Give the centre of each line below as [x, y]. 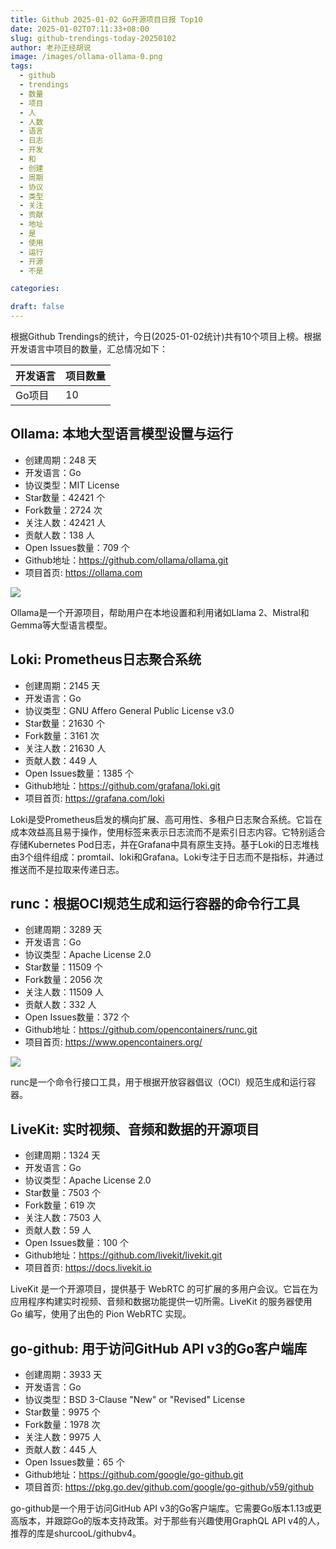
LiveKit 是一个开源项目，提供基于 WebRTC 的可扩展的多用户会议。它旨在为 [164, 1289]
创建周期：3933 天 [63, 1375]
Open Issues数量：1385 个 [79, 773]
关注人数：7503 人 [63, 1218]
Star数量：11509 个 [63, 967]
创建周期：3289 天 [63, 930]
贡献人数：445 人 [61, 1450]
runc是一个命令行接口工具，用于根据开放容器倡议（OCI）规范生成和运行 [159, 1082]
